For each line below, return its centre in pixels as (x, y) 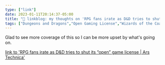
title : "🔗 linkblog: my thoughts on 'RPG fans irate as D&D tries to (78, 19)
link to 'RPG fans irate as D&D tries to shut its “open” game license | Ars (77, 52)
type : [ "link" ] (21, 10)
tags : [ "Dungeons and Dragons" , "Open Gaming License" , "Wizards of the (79, 23)
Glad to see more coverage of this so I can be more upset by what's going (80, 37)
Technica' (15, 58)
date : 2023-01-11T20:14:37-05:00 (39, 14)
